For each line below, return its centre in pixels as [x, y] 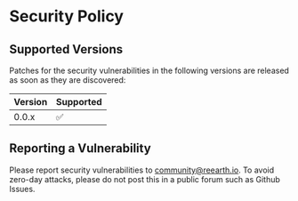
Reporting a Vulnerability [80, 149]
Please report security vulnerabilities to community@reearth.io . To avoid [142, 170]
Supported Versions [66, 49]
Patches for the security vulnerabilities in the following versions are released [149, 70]
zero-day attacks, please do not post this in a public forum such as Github [145, 179]
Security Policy [67, 16]
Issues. [22, 189]
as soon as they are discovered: [68, 80]
